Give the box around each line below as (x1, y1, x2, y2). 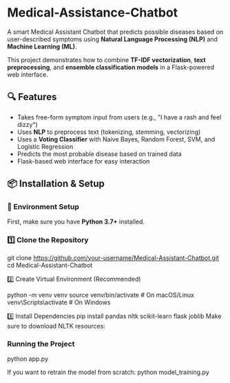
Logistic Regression (17, 142, 74, 150)
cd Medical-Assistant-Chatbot (7, 261, 93, 269)
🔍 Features (7, 91, 57, 103)
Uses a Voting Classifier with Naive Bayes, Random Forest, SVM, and (17, 135, 216, 143)
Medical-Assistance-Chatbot (7, 5, 178, 21)
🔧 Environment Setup (7, 202, 79, 212)
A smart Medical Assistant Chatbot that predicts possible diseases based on (7, 28, 224, 36)
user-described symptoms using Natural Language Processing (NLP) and (7, 35, 218, 43)
